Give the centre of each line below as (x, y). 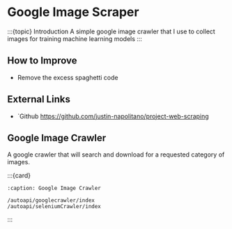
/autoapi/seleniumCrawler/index (54, 207)
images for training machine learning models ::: (75, 38)
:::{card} (19, 175)
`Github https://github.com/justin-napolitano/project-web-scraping (113, 116)
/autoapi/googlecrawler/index (51, 200)
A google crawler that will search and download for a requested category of (116, 155)
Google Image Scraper (73, 12)
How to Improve (42, 61)
